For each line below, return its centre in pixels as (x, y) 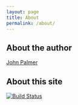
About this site (34, 82)
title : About (23, 18)
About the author (39, 48)
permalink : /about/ (31, 23)
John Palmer (22, 63)
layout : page (23, 12)
